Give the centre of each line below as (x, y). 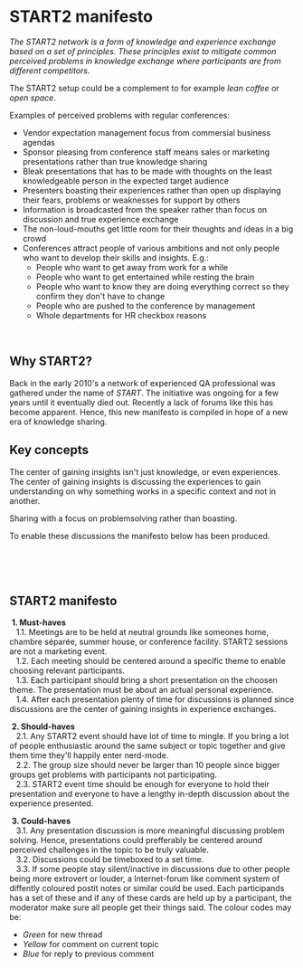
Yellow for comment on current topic (91, 944)
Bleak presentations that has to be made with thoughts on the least (147, 171)
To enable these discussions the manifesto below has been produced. (140, 536)
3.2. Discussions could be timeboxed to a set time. (110, 859)
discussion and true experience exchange (100, 219)
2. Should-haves (43, 726)
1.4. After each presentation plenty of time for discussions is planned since (155, 699)
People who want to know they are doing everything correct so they (162, 286)
